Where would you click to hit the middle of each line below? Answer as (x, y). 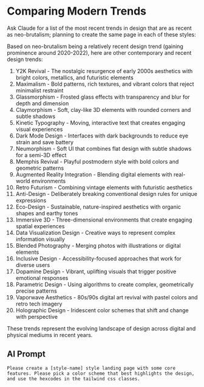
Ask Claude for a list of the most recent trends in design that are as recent (99, 28)
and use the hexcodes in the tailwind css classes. (73, 378)
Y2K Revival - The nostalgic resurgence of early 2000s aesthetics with (104, 71)
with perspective (37, 316)
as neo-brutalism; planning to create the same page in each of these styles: (101, 34)
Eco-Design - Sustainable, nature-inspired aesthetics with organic (98, 207)
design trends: (25, 59)
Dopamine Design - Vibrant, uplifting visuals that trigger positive (96, 271)
